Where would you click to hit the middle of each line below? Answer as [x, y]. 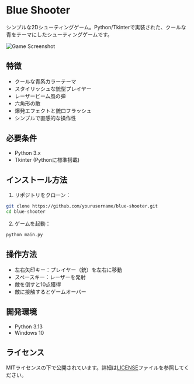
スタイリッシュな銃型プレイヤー [53, 89]
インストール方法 [37, 180]
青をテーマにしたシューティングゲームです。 [59, 34]
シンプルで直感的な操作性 [45, 118]
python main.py [25, 235]
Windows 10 [29, 332]
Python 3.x [27, 152]
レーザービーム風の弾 [40, 96]
